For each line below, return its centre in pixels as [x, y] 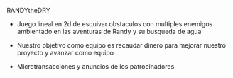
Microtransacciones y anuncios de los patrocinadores [96, 66]
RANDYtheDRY [28, 10]
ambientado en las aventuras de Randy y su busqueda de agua [109, 32]
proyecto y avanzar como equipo [65, 53]
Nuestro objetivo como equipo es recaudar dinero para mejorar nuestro [121, 45]
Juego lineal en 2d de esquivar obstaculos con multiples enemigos [115, 24]
